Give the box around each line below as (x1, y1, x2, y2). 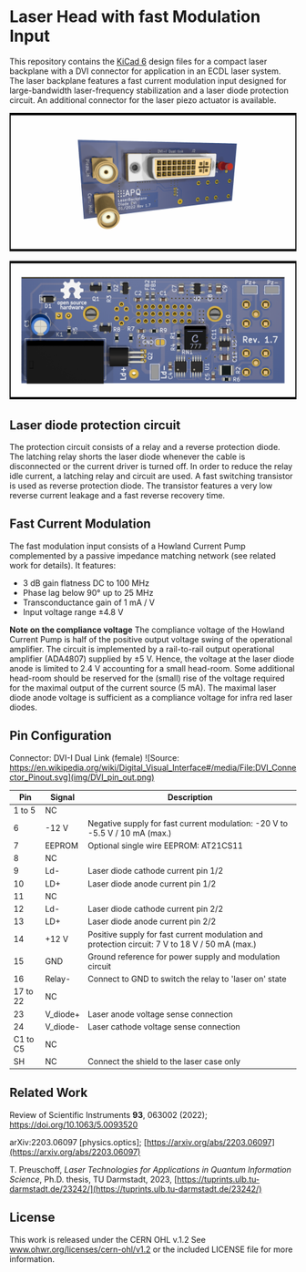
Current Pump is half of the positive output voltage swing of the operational (9, 633, 293, 644)
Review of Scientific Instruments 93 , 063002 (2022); (9, 1109, 208, 1120)
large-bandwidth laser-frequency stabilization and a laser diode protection (9, 85, 290, 96)
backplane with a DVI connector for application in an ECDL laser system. (9, 66, 281, 77)
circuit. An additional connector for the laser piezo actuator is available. (9, 94, 277, 106)
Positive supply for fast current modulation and (87, 928, 264, 939)
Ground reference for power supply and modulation (87, 950, 280, 962)
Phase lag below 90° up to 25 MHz (22, 587, 154, 598)
